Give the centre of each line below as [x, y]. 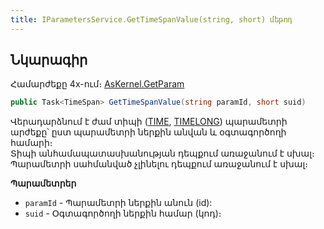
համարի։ [31, 143]
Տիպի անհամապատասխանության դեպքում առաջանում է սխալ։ [162, 153]
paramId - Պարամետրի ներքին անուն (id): [118, 203]
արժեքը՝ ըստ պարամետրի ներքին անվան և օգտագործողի [148, 132]
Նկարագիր [49, 60]
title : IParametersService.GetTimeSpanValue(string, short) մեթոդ [151, 19]
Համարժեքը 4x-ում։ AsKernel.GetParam [97, 84]
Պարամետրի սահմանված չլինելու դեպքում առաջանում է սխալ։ [159, 164]
